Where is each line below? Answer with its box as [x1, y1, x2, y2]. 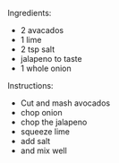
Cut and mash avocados [20, 98, 111, 108]
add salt [20, 136, 51, 146]
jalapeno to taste [20, 54, 82, 64]
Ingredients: [7, 8, 52, 18]
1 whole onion [20, 63, 72, 73]
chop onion [20, 107, 63, 117]
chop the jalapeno [20, 116, 88, 127]
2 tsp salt [20, 44, 55, 55]
